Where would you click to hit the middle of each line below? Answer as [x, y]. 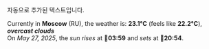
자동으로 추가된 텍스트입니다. [46, 10]
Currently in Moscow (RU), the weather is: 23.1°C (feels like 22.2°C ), [105, 23]
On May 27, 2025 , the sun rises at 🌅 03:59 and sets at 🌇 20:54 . [96, 38]
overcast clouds [31, 31]
